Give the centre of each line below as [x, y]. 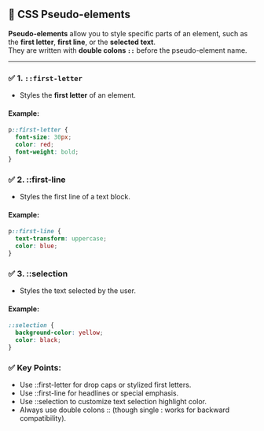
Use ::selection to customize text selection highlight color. [113, 401]
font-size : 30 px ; [44, 137]
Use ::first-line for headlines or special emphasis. [99, 393]
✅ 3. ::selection [38, 273]
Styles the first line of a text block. [75, 196]
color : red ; [35, 145]
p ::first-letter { [38, 130]
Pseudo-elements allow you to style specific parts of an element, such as [128, 33]
